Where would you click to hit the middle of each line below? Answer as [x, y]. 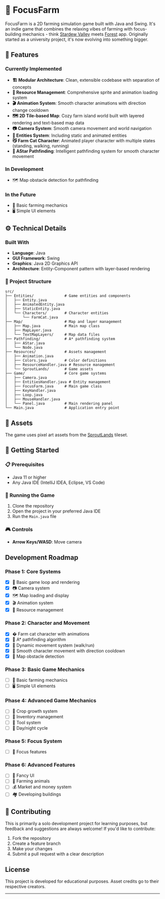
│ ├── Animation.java [29, 356]
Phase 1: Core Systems [33, 572]
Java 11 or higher [29, 477]
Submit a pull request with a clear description [58, 854]
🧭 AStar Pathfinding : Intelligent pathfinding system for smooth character [86, 151]
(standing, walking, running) [41, 146]
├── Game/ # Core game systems [56, 374]
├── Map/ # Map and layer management [63, 322]
